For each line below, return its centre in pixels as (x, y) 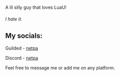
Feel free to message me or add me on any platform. (60, 67)
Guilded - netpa (22, 48)
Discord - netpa (22, 58)
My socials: (24, 36)
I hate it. (14, 19)
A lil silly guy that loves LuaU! (36, 7)
